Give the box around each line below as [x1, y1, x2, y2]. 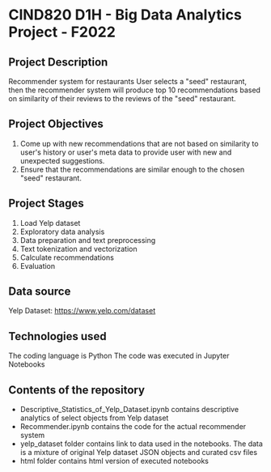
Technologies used [8, 330, 107, 343]
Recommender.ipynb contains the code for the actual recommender [19, 422, 247, 432]
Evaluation [19, 261, 56, 270]
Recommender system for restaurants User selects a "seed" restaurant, [8, 77, 248, 86]
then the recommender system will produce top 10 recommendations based [8, 85, 261, 95]
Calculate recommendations [19, 253, 115, 262]
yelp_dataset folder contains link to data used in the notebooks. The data [19, 439, 263, 449]
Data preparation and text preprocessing [19, 235, 156, 245]
